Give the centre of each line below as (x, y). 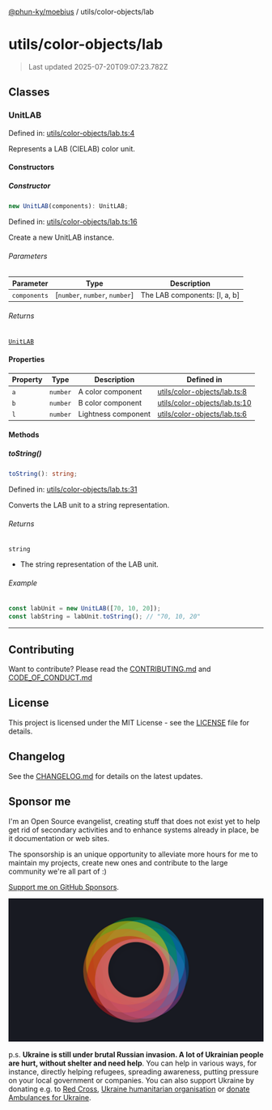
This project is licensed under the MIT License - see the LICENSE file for (129, 722)
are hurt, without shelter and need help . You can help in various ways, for (133, 1063)
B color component (110, 402)
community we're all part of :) (57, 871)
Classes (29, 92)
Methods (24, 435)
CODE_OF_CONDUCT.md (51, 678)
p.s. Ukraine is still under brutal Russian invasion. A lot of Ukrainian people (136, 1055)
